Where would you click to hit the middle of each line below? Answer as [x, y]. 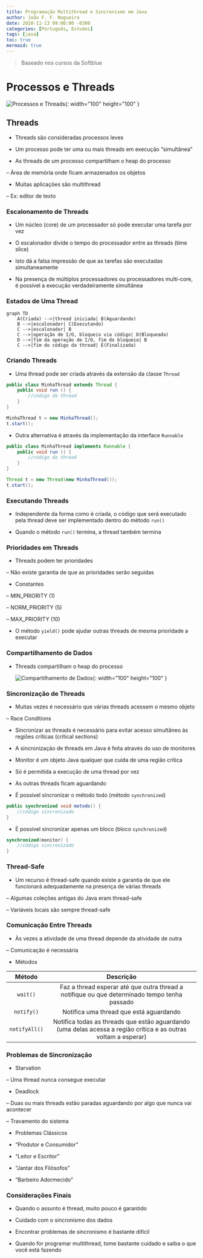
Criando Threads [32, 361]
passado [121, 1002]
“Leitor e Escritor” [37, 1157]
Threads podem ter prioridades [54, 561]
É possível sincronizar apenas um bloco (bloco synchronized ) [91, 829]
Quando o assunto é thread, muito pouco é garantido [81, 1208]
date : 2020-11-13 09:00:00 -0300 [48, 23]
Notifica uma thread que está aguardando [122, 1012]
